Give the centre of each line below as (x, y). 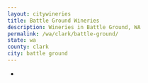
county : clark (28, 47)
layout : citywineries (39, 14)
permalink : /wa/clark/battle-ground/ (63, 34)
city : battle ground (38, 54)
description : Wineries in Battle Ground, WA (74, 27)
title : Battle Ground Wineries (53, 21)
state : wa (22, 40)
